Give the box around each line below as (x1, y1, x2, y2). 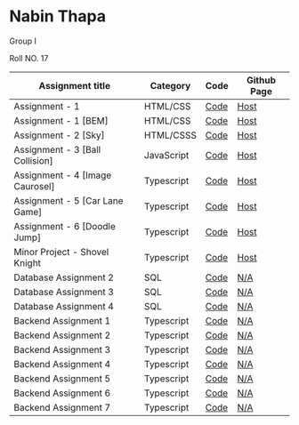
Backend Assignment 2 (13, 329, 111, 341)
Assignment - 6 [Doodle (13, 220, 116, 232)
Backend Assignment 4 (13, 357, 111, 370)
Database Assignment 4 (13, 300, 114, 312)
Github (246, 74, 277, 86)
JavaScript (143, 148, 190, 161)
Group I (9, 36, 37, 46)
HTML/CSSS (143, 129, 198, 141)
